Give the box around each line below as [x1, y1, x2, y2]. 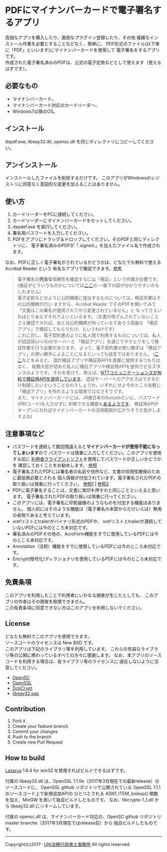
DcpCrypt [12, 685, 33, 691]
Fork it [12, 718, 26, 724]
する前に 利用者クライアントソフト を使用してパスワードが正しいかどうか [12, 456, 162, 462]
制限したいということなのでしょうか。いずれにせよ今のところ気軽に [21, 382, 162, 388]
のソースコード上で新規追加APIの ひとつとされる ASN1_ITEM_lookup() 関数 [5, 791, 158, 797]
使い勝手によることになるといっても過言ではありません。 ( [34, 351, 155, 357]
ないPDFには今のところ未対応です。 [16, 525, 90, 530]
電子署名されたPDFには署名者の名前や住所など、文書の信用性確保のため [12, 468, 161, 474]
